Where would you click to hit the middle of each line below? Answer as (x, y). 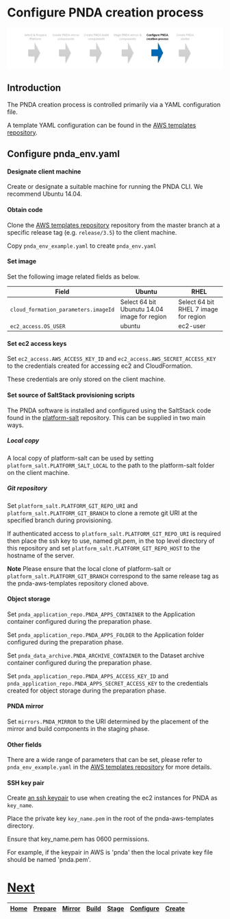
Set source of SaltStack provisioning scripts (71, 395)
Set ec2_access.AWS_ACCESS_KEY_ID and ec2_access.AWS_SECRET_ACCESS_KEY (112, 359)
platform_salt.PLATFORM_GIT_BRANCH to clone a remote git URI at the (102, 513)
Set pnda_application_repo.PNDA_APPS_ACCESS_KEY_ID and (88, 676)
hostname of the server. (41, 555)
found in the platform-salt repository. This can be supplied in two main (106, 417)
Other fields (25, 744)
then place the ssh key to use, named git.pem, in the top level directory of (111, 541)
